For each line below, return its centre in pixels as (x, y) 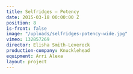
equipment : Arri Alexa (35, 56)
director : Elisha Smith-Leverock (48, 45)
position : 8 (21, 23)
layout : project (26, 61)
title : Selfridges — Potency (43, 12)
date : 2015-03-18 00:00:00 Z (43, 17)
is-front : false (26, 28)
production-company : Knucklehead (48, 51)
